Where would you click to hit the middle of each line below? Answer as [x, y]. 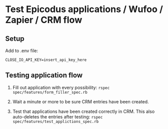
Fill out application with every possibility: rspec [61, 87]
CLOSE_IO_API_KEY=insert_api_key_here [46, 60]
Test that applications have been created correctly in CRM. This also [83, 111]
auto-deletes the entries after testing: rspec [58, 116]
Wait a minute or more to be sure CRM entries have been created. [81, 101]
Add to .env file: [22, 51]
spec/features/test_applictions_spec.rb [55, 121]
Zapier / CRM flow [44, 20]
